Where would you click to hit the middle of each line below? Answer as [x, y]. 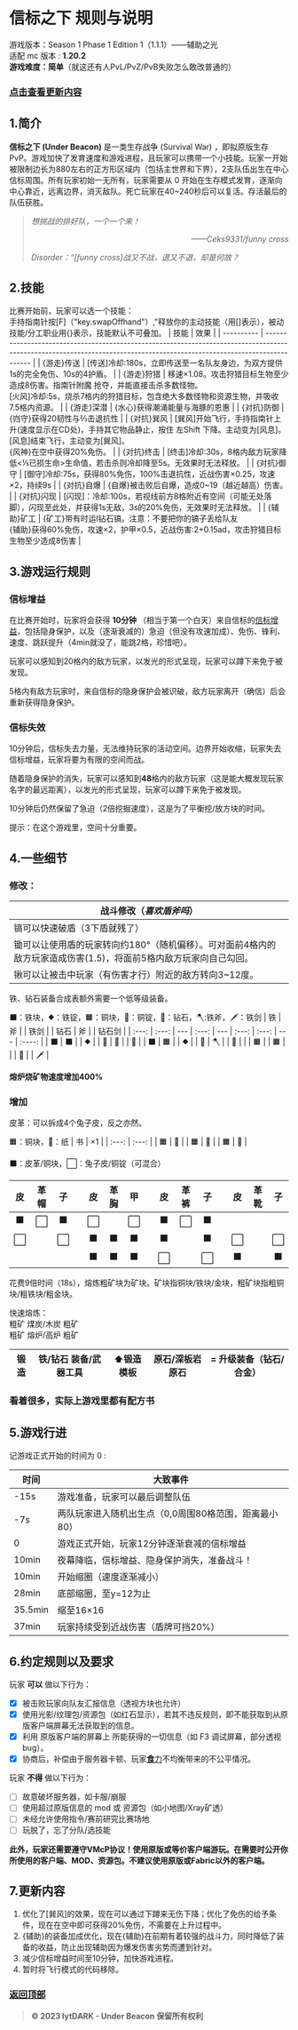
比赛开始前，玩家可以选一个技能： [71, 311]
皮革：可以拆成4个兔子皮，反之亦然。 [78, 1123]
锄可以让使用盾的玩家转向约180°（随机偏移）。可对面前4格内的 [145, 945]
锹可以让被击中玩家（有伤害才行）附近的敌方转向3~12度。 [136, 975]
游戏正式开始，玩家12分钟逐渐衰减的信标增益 [152, 1544]
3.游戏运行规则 [50, 571]
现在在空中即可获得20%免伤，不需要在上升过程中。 [132, 1925]
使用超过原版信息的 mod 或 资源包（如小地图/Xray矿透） [125, 1808]
